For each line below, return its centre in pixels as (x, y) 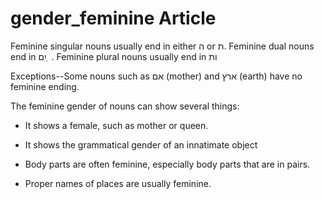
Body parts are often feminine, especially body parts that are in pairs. (167, 164)
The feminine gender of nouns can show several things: (125, 106)
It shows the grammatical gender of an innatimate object (141, 144)
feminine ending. (45, 86)
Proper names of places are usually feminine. (118, 183)
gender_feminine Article (113, 18)
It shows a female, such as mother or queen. (116, 125)
